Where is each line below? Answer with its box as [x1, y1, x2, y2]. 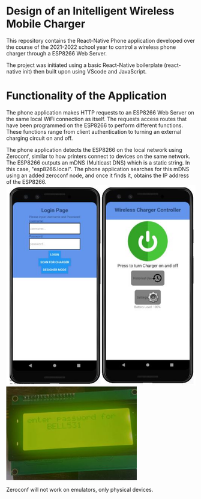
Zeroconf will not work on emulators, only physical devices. [6, 486, 154, 493]
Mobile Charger [6, 17, 86, 31]
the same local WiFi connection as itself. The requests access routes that [6, 115, 187, 122]
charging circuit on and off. [6, 134, 73, 142]
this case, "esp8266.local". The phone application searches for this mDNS [6, 165, 190, 172]
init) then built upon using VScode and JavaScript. [22, 67, 147, 75]
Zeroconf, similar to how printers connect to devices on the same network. [6, 152, 191, 160]
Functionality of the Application [6, 89, 167, 103]
